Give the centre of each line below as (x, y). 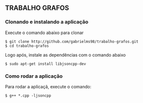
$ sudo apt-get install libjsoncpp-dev (46, 64)
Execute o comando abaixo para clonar (44, 32)
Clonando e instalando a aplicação (47, 22)
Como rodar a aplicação (34, 76)
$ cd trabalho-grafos (27, 46)
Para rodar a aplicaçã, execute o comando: (48, 86)
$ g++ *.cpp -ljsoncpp (28, 95)
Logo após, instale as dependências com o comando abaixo (65, 55)
